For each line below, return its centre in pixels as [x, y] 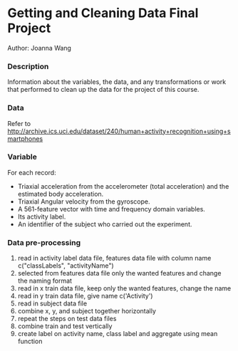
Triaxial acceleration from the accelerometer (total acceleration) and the [123, 186]
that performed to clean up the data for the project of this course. [103, 90]
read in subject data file [52, 303]
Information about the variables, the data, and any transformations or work [117, 82]
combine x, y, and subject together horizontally [87, 311]
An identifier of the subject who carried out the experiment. [105, 224]
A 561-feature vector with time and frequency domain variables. [111, 209]
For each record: [32, 172]
